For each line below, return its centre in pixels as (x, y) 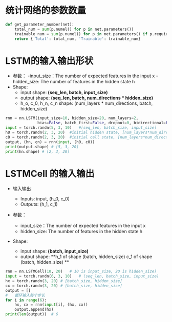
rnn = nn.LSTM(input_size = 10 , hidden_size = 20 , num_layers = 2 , (72, 118)
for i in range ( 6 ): (26, 300)
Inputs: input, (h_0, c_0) (45, 199)
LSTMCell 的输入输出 (50, 174)
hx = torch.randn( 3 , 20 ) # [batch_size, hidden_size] (64, 281)
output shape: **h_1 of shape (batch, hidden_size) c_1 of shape (86, 257)
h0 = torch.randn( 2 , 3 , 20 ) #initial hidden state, (63, 132)
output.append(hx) (34, 310)
